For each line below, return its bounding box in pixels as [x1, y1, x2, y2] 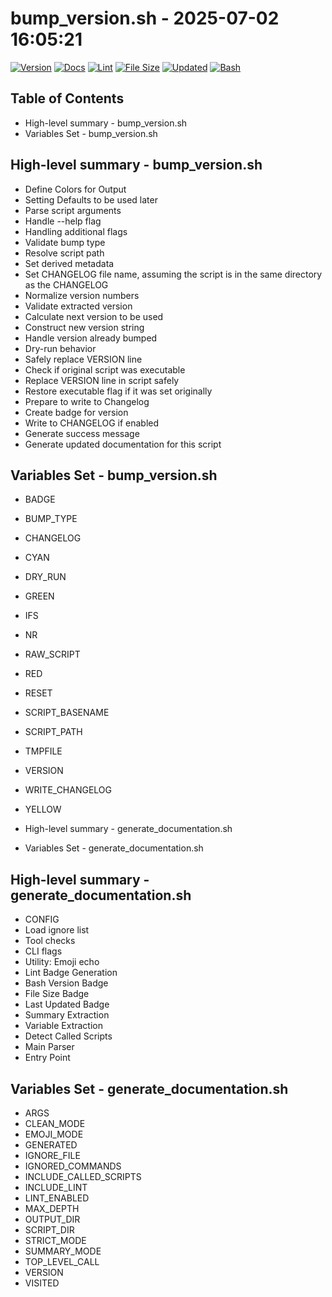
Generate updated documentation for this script [24, 438, 222, 450]
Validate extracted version [24, 300, 133, 312]
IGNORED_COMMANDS [24, 1160, 122, 1172]
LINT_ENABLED [24, 1192, 90, 1204]
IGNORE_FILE [24, 1150, 81, 1161]
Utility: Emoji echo [24, 956, 100, 968]
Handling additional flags [24, 225, 128, 237]
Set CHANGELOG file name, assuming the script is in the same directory [24, 268, 323, 280]
